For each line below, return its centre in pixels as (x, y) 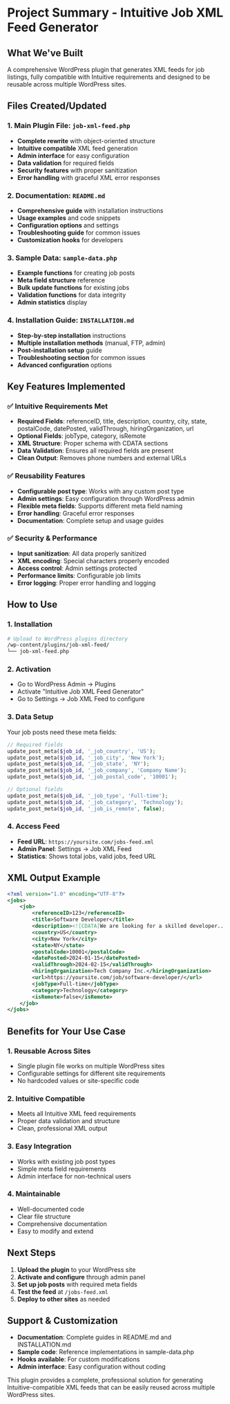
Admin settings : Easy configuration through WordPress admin (106, 498)
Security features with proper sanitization (77, 170)
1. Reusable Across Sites (49, 1051)
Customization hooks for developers (70, 239)
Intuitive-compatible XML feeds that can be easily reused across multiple (111, 1387)
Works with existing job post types (66, 1161)
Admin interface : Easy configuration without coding (91, 1367)
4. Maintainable (34, 1194)
